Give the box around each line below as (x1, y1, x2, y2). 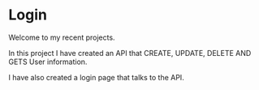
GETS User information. (8, 57, 88, 66)
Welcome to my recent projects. (8, 32, 115, 42)
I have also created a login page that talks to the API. (8, 72, 184, 82)
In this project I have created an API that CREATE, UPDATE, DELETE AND (8, 48, 252, 58)
